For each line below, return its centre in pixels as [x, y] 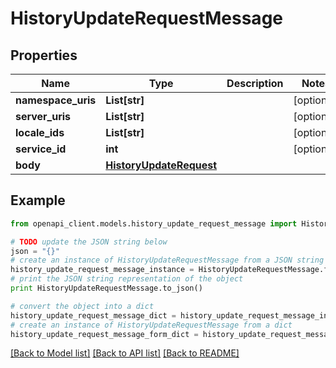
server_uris [43, 116]
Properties [44, 55]
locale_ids [40, 132]
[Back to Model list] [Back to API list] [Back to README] [125, 353]
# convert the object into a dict [82, 306]
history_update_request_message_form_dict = [104, 334]
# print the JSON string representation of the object [127, 279]
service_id [41, 149]
